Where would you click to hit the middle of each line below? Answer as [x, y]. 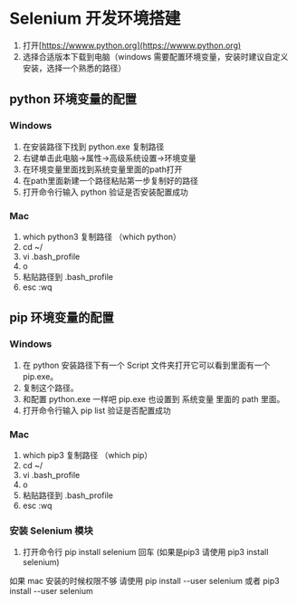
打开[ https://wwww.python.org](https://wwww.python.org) [132, 45]
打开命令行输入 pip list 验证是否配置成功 [96, 410]
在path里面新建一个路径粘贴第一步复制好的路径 [110, 180]
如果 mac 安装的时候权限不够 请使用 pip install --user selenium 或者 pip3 [144, 581]
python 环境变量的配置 [73, 99]
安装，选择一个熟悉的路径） [74, 68]
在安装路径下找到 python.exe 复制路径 [93, 147]
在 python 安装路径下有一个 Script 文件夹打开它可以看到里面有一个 [146, 365]
